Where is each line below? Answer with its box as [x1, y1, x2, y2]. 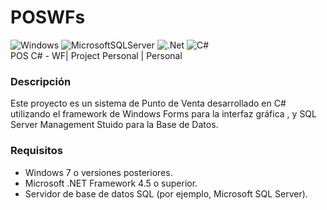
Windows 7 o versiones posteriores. [24, 166, 173, 178]
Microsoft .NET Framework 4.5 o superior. [24, 177, 198, 189]
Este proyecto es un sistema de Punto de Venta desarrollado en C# [10, 97, 287, 110]
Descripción [10, 74, 72, 88]
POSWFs [10, 6, 86, 29]
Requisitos [10, 144, 63, 158]
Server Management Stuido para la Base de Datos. [10, 119, 219, 131]
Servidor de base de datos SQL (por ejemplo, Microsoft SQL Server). [24, 187, 308, 200]
